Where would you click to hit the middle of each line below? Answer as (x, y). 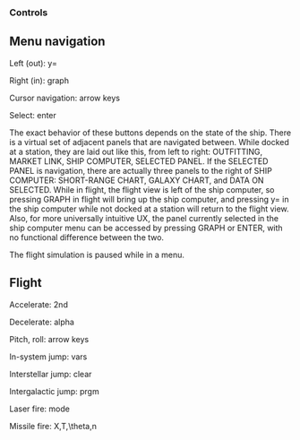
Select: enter (33, 115)
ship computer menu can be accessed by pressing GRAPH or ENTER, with (146, 228)
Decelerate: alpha (42, 322)
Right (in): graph (39, 80)
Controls (29, 13)
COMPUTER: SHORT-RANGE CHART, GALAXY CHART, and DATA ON (137, 180)
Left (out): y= (34, 63)
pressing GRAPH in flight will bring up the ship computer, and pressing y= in (149, 199)
